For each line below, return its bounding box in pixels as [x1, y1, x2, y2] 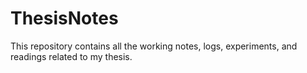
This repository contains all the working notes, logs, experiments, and [10, 40, 298, 52]
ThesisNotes [10, 7, 119, 30]
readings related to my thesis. [10, 50, 133, 62]
